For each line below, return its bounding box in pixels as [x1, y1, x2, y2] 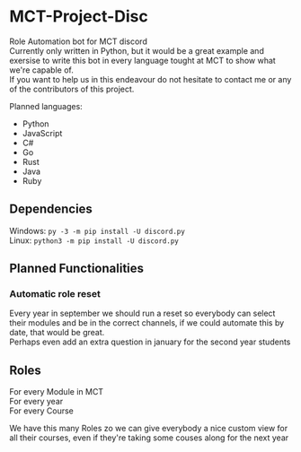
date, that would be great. [9, 327, 105, 338]
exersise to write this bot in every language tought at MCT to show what [9, 55, 276, 65]
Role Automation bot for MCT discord [9, 36, 148, 47]
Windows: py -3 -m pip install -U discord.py [9, 225, 186, 236]
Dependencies [9, 202, 93, 217]
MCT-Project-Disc [9, 6, 148, 27]
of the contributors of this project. [9, 83, 135, 94]
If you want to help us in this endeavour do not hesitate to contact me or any [9, 74, 292, 84]
